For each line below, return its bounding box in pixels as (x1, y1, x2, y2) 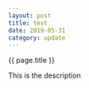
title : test (8, 19, 48, 27)
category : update (8, 33, 66, 42)
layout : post (8, 11, 52, 20)
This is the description (8, 71, 81, 80)
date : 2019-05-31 (8, 26, 66, 34)
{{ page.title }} (8, 55, 56, 65)
